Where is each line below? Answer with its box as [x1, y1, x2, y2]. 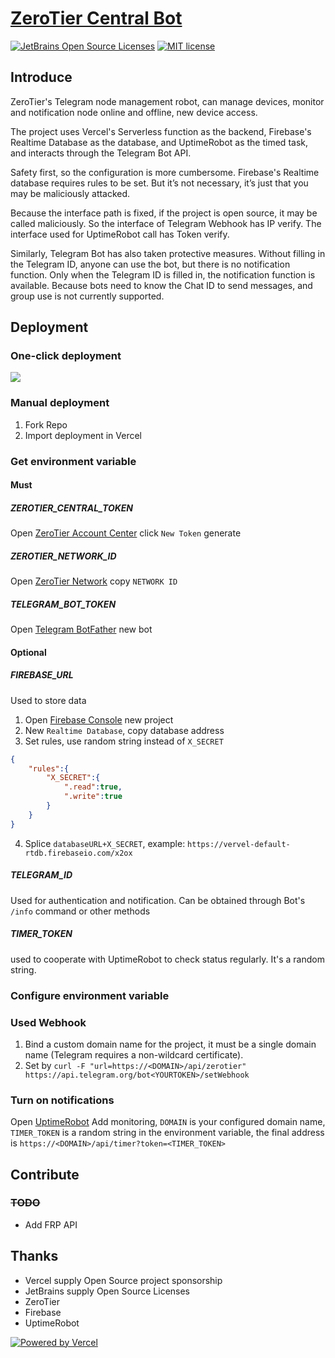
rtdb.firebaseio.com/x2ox [24, 848, 133, 858]
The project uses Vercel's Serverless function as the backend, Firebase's [10, 125, 312, 137]
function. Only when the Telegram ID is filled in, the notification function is [10, 268, 316, 281]
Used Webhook [10, 1015, 87, 1029]
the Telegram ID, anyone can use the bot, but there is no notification [10, 258, 291, 270]
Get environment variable [10, 454, 137, 468]
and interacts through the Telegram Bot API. [10, 147, 192, 159]
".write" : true [63, 792, 123, 802]
